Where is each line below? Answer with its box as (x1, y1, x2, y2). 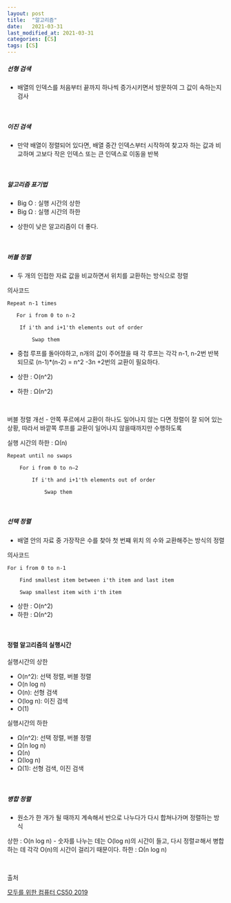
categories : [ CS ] (7, 36, 57, 43)
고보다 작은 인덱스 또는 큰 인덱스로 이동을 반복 (35, 149, 159, 158)
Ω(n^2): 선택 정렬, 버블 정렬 (17, 734, 92, 742)
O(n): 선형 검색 (17, 688, 58, 696)
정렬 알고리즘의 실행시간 (7, 640, 72, 649)
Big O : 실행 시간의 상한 (17, 198, 81, 207)
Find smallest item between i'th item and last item (19, 576, 174, 584)
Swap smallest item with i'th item (19, 589, 122, 596)
